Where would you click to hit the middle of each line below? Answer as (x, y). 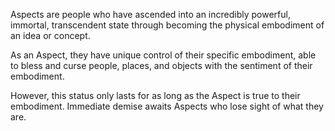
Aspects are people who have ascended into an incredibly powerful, (150, 14)
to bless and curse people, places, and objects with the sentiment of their (161, 65)
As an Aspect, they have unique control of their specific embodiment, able (163, 55)
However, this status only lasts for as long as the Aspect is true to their (155, 95)
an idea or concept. (50, 35)
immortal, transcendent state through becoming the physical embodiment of (167, 25)
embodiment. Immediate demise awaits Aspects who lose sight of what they (167, 106)
